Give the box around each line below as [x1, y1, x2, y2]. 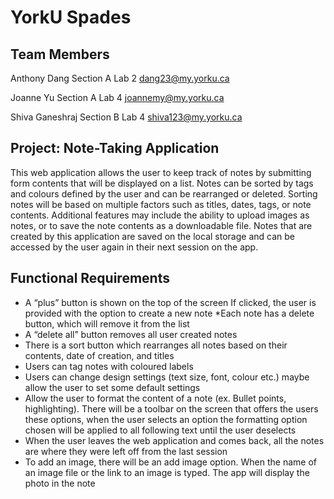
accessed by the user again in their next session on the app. [10, 241, 259, 253]
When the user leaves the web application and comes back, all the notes [24, 434, 325, 446]
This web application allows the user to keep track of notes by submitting [10, 166, 312, 178]
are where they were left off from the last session [24, 445, 228, 457]
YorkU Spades [10, 6, 132, 29]
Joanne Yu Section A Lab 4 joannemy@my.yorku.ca [10, 92, 225, 103]
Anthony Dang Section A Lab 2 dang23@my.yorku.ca [10, 72, 230, 84]
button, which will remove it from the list [24, 317, 190, 330]
